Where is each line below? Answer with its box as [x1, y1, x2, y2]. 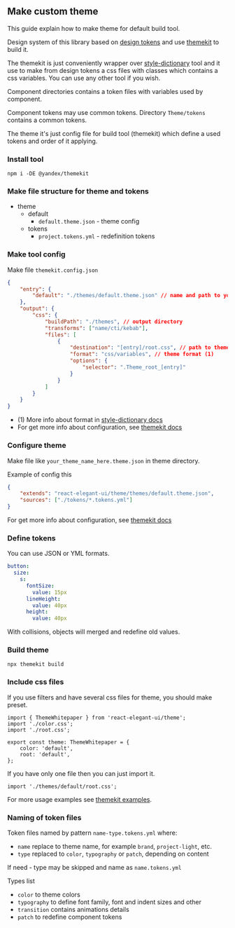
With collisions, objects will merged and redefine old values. [7, 627, 180, 636]
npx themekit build [7, 661, 64, 668]
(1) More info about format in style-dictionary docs [17, 416, 163, 424]
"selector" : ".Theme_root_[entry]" [82, 364, 187, 371]
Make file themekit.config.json [7, 266, 99, 274]
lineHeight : [25, 595, 61, 602]
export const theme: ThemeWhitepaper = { [7, 739, 130, 746]
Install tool [7, 154, 44, 164]
